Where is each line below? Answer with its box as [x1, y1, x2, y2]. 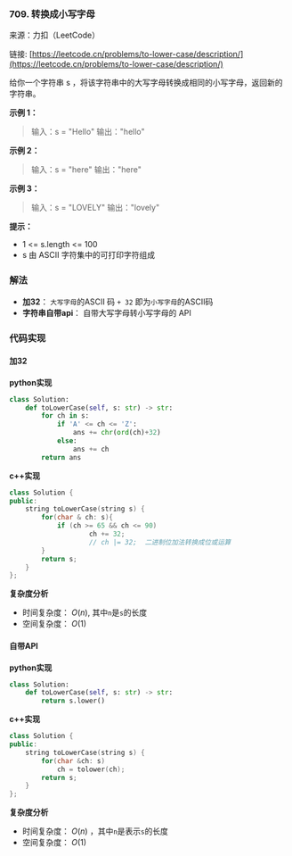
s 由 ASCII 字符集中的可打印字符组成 [21, 250, 156, 261]
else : [56, 436, 77, 445]
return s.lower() [41, 696, 105, 706]
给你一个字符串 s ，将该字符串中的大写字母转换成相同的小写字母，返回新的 [9, 78, 283, 88]
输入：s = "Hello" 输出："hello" [30, 127, 145, 137]
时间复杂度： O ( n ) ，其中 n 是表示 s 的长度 [21, 826, 169, 836]
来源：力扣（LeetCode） [9, 29, 101, 41]
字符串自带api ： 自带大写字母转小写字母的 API [21, 307, 191, 318]
